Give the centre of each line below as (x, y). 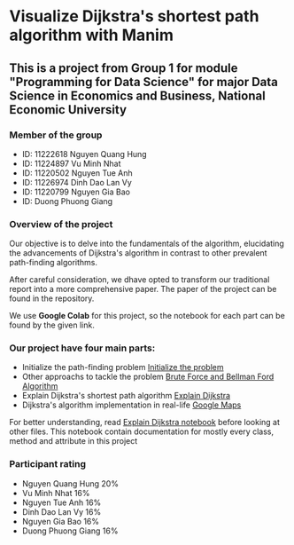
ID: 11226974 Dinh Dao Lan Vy (77, 182)
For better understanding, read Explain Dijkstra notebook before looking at (145, 423)
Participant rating (48, 464)
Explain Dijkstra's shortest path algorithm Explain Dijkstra (126, 396)
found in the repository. (52, 298)
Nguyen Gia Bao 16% (61, 521)
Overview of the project (61, 224)
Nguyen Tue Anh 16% (62, 502)
